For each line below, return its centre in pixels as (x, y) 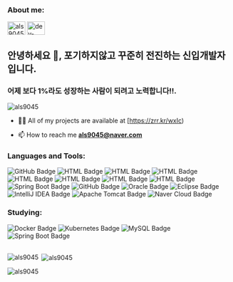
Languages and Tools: (46, 156)
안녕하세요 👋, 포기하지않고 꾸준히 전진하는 (94, 55)
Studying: (25, 213)
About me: (26, 10)
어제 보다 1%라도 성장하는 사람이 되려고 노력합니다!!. (92, 90)
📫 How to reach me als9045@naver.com (80, 135)
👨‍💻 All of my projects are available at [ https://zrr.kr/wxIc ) (101, 120)
